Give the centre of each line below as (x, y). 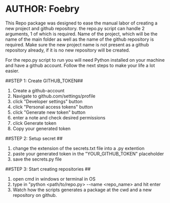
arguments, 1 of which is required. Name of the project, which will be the (81, 34)
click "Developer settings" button (47, 101)
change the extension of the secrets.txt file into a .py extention (78, 148)
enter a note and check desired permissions (59, 117)
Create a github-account (39, 90)
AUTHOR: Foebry (43, 9)
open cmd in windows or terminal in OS (54, 179)
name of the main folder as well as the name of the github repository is (80, 39)
